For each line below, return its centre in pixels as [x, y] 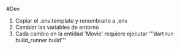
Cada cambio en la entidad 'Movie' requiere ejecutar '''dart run [95, 34]
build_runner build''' [40, 40]
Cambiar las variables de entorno [57, 27]
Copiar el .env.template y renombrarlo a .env [71, 21]
